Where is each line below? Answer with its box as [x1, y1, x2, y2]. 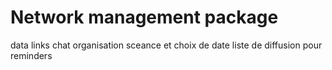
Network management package [10, 6, 279, 29]
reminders [10, 49, 53, 61]
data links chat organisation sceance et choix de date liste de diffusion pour [10, 39, 323, 51]
